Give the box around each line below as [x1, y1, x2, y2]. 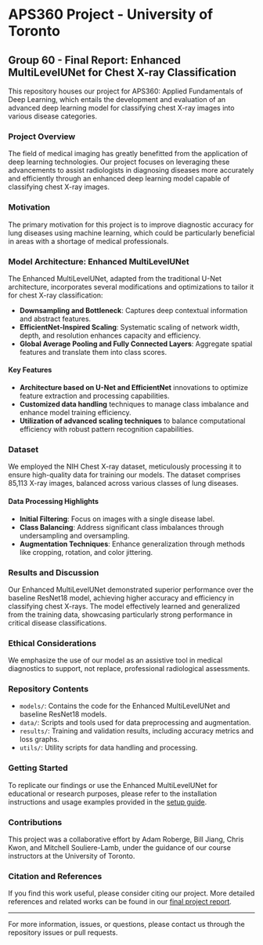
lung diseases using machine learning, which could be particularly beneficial [8, 228, 255, 237]
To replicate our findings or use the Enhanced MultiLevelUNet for [8, 780, 218, 790]
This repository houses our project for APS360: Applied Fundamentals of [8, 86, 243, 96]
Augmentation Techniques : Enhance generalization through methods [19, 539, 245, 549]
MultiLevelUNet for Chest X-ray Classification [8, 65, 236, 79]
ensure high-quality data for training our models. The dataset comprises [8, 470, 241, 480]
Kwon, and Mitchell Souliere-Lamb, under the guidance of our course [8, 843, 231, 852]
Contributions [8, 816, 63, 827]
